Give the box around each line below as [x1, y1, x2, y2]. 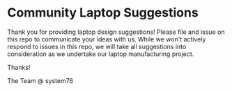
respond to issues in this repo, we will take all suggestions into [7, 42, 187, 50]
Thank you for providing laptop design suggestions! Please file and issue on [7, 28, 225, 36]
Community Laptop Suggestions [7, 5, 199, 21]
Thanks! [7, 63, 31, 71]
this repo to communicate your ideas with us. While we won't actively [7, 35, 206, 43]
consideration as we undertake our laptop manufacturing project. [7, 50, 194, 58]
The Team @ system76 [7, 76, 74, 84]
